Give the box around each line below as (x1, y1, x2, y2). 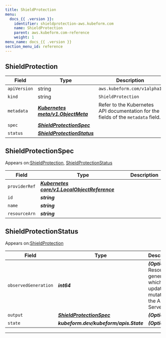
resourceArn (7, 211, 36, 217)
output (7, 312, 23, 318)
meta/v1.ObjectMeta (38, 111, 88, 118)
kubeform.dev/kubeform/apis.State (58, 320, 144, 327)
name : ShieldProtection (14, 26, 63, 31)
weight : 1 (14, 35, 35, 40)
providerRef (7, 184, 36, 190)
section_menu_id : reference (5, 44, 63, 49)
